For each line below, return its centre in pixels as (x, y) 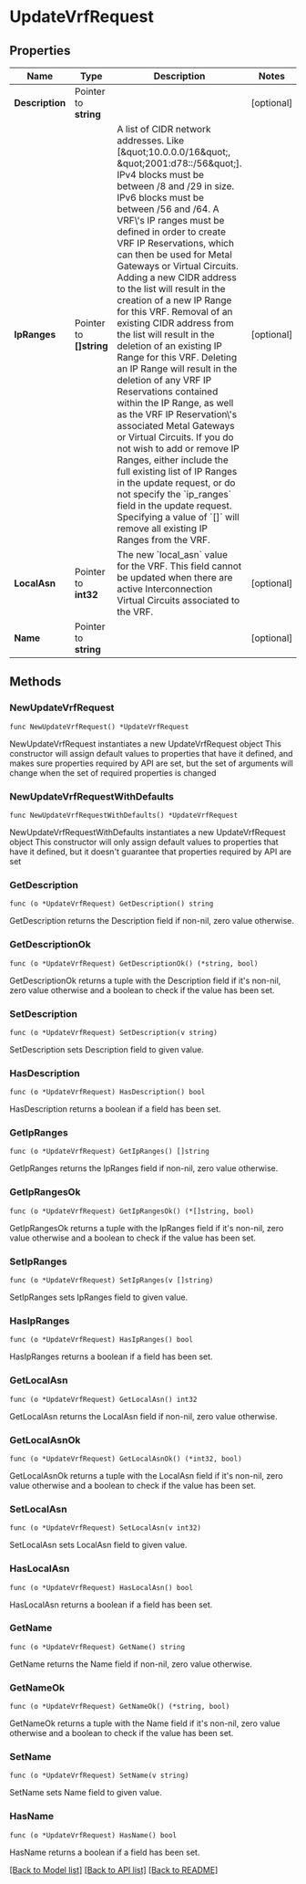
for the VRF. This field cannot (179, 566)
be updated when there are (175, 577)
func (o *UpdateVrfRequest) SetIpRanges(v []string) (112, 1281)
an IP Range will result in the (177, 369)
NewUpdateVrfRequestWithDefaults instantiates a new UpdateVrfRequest (148, 832)
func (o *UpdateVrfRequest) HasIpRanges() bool (102, 1340)
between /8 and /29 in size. (176, 186)
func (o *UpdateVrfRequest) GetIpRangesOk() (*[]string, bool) (132, 1211)
